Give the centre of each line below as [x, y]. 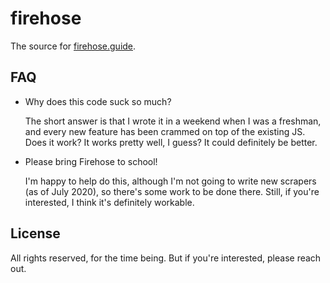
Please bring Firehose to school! [91, 161]
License [35, 233]
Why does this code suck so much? [98, 101]
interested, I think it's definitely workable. [109, 202]
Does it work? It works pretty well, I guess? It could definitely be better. [171, 142]
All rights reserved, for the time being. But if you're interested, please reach [166, 258]
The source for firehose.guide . [73, 46]
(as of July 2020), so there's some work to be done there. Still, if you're [172, 191]
